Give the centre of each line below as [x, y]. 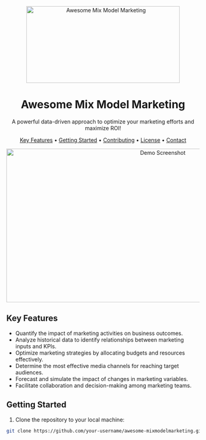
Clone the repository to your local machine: [70, 419]
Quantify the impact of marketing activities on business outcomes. [99, 333]
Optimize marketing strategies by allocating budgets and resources [100, 353]
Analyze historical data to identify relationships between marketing [99, 340]
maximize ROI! [103, 128]
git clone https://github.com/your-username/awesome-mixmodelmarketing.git [105, 431]
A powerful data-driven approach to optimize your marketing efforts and [103, 121]
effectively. [29, 359]
